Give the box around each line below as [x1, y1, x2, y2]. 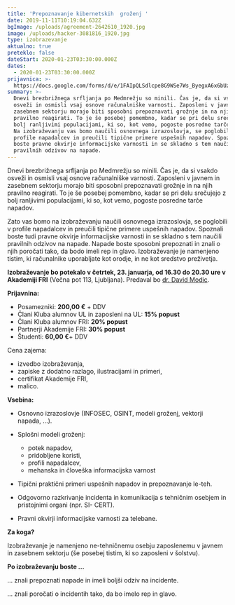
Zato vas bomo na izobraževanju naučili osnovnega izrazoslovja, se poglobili [7, 217, 228, 225]
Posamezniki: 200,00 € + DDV [17, 303, 106, 311]
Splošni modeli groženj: [17, 430, 85, 438]
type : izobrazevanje [7, 36, 68, 43]
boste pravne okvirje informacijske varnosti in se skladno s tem [13, 141, 211, 148]
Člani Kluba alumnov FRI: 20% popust [17, 318, 128, 326]
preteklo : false [7, 50, 55, 57]
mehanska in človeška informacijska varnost [27, 466, 156, 474]
